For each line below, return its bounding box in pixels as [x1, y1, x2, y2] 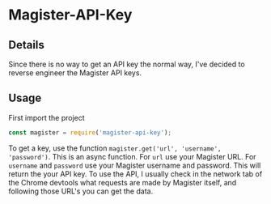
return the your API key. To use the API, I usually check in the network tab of [8, 168, 263, 179]
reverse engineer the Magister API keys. [8, 68, 142, 78]
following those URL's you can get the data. [8, 186, 154, 196]
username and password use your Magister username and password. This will [8, 160, 261, 170]
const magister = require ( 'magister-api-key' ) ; [8, 128, 172, 137]
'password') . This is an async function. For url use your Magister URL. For [8, 151, 256, 161]
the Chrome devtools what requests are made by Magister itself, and [8, 177, 237, 187]
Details [8, 38, 44, 52]
